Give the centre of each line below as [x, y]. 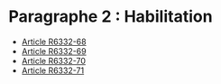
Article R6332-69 [54, 51]
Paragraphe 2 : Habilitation [110, 17]
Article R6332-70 [54, 61]
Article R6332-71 [53, 70]
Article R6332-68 [54, 42]
